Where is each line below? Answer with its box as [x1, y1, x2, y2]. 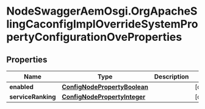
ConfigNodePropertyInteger [62, 93, 146, 101]
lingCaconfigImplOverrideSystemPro [6, 17, 198, 31]
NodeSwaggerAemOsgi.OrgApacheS [6, 4, 198, 18]
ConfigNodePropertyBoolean [62, 83, 148, 91]
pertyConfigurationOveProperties [6, 30, 182, 44]
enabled [9, 83, 34, 91]
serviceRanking [9, 93, 56, 101]
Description [154, 72, 189, 80]
